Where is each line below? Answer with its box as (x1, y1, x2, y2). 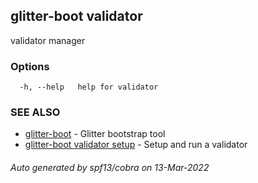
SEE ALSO (10, 105, 61, 119)
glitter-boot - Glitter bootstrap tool (24, 128, 166, 140)
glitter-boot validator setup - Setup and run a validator (24, 139, 248, 151)
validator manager (10, 34, 86, 46)
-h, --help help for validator (19, 82, 159, 93)
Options (10, 59, 50, 73)
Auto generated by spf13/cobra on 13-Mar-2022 (10, 162, 210, 173)
